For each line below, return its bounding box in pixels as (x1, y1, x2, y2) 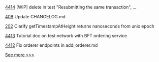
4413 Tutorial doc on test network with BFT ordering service (5, 33, 127, 38)
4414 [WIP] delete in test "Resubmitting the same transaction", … (5, 4, 137, 10)
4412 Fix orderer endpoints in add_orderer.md (5, 42, 98, 48)
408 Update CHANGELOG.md (5, 14, 65, 19)
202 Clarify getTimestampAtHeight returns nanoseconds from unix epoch (5, 23, 155, 29)
